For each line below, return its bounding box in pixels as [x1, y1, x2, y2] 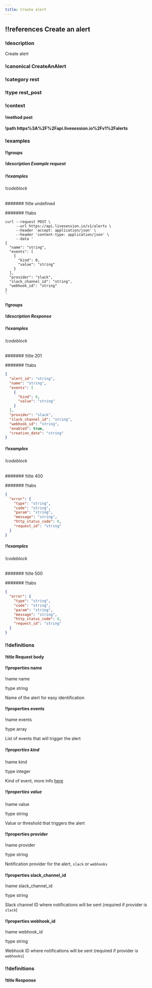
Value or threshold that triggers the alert [5, 820, 85, 826]
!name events [5, 717, 32, 722]
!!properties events [5, 706, 45, 712]
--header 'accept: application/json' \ [15, 228, 96, 233]
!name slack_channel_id [5, 883, 53, 889]
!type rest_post [5, 89, 42, 96]
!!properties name [5, 665, 42, 671]
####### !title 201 [5, 353, 42, 359]
